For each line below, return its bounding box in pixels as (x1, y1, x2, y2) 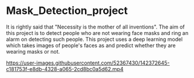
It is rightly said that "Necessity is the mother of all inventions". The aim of (6, 23, 185, 30)
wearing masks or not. (6, 48, 60, 55)
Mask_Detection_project (6, 4, 128, 17)
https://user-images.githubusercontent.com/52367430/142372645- (6, 59, 170, 66)
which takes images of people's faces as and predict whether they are (6, 42, 176, 49)
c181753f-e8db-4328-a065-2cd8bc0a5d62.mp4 (6, 65, 124, 72)
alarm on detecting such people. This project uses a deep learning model (6, 36, 183, 42)
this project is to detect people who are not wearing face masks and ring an (6, 29, 189, 36)
